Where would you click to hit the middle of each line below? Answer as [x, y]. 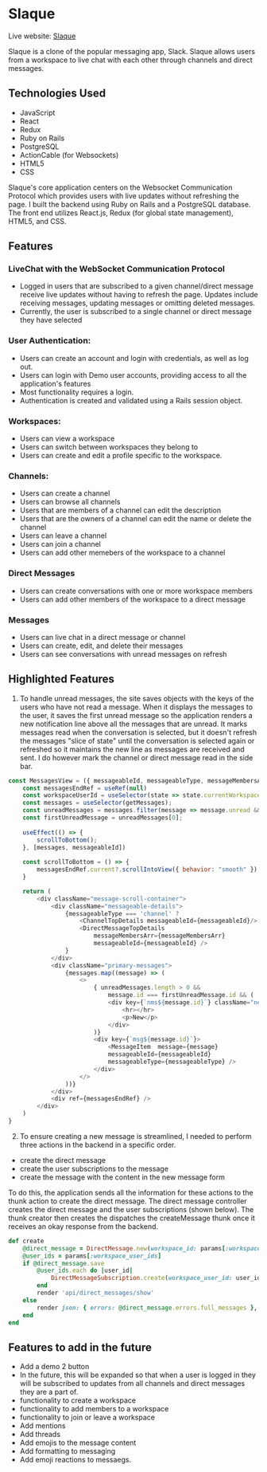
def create [26, 1241]
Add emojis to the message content [78, 1443]
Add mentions [43, 1426]
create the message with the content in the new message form [122, 1177]
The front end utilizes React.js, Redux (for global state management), [121, 213]
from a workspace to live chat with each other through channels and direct [130, 60]
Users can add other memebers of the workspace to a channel [122, 553]
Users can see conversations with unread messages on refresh [123, 654]
